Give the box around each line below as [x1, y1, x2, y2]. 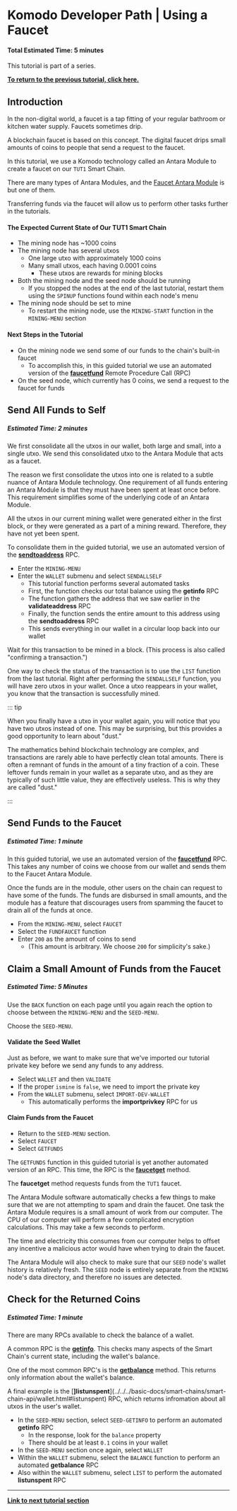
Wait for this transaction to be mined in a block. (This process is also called [7, 645, 226, 654]
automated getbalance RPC [17, 1461, 99, 1469]
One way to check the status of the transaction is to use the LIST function [7, 666, 221, 675]
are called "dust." [7, 782, 58, 792]
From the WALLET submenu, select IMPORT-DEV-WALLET [17, 1089, 170, 1098]
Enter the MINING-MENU [17, 564, 81, 572]
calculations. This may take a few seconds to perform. [7, 1223, 165, 1232]
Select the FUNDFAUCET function [17, 927, 107, 936]
